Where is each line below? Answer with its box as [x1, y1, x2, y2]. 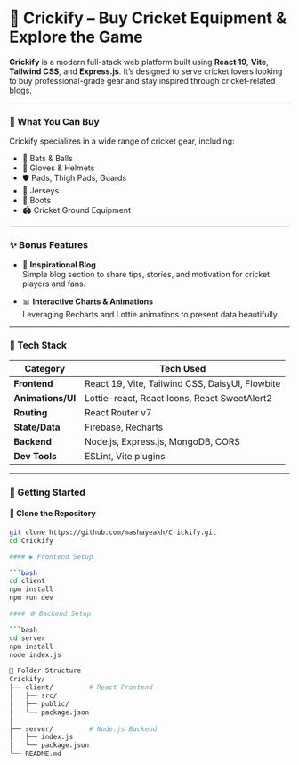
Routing [13, 406, 48, 418]
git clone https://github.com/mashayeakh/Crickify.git [9, 528, 217, 537]
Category [24, 362, 66, 374]
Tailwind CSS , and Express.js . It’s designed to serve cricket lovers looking [9, 66, 283, 77]
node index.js [9, 650, 62, 659]
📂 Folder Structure [9, 666, 82, 676]
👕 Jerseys [21, 185, 60, 196]
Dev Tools [13, 449, 58, 462]
